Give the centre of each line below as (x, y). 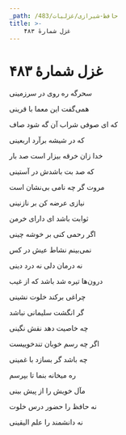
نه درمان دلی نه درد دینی (46, 266)
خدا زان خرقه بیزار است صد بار (56, 156)
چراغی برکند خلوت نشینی (48, 297)
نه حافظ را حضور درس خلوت (53, 407)
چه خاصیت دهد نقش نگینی (49, 328)
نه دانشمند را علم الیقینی (46, 422)
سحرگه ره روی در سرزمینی (50, 93)
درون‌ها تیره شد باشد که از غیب (56, 281)
